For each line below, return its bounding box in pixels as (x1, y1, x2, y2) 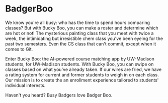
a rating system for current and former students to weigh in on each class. (5, 71, 159, 77)
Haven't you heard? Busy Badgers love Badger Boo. (5, 92, 113, 98)
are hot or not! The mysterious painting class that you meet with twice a (5, 30, 154, 36)
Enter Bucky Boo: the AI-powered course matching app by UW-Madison (5, 55, 154, 61)
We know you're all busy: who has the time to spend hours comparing (5, 19, 150, 25)
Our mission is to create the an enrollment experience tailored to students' (5, 77, 159, 83)
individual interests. (5, 82, 46, 88)
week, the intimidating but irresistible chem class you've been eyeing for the (5, 35, 163, 41)
